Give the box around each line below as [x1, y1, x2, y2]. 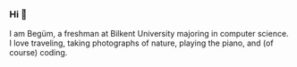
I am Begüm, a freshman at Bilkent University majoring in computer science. [9, 29, 289, 39]
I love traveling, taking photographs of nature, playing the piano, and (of [9, 38, 275, 48]
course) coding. [9, 47, 68, 58]
